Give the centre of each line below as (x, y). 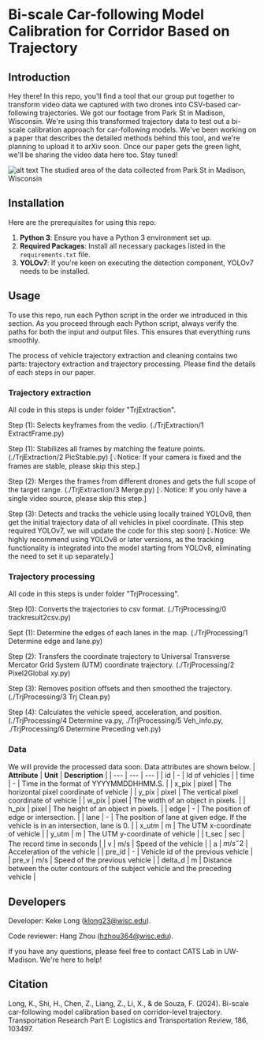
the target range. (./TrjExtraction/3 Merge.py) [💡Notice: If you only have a (127, 489)
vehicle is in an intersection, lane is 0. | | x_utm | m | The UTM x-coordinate (130, 825)
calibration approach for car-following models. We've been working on (142, 129)
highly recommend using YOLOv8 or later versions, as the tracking (116, 539)
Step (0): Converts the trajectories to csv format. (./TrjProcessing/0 (117, 609)
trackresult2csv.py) (39, 618)
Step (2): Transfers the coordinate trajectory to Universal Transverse (119, 657)
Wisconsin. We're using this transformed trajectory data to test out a (119, 121)
